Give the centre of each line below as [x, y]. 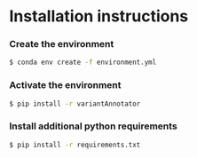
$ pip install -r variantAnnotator [75, 104]
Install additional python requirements [93, 126]
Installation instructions [99, 16]
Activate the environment [65, 85]
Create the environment [62, 44]
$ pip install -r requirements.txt [75, 145]
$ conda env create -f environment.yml [83, 63]
